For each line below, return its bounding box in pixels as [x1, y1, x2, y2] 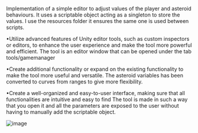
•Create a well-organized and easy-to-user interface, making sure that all [6, 90, 185, 96]
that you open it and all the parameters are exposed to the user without [6, 102, 179, 109]
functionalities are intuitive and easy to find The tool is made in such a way [6, 96, 188, 103]
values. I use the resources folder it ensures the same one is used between [6, 18, 189, 24]
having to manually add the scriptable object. [6, 109, 116, 115]
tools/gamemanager [6, 54, 56, 61]
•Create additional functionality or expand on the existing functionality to [6, 66, 184, 73]
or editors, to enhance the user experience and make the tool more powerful [6, 41, 192, 48]
